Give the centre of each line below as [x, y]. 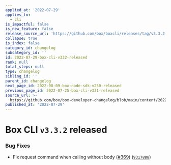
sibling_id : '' [21, 76]
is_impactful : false [27, 24]
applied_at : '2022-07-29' [33, 10]
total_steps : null [25, 67]
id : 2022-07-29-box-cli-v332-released [46, 57]
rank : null [17, 62]
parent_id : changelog [28, 81]
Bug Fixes [18, 146]
